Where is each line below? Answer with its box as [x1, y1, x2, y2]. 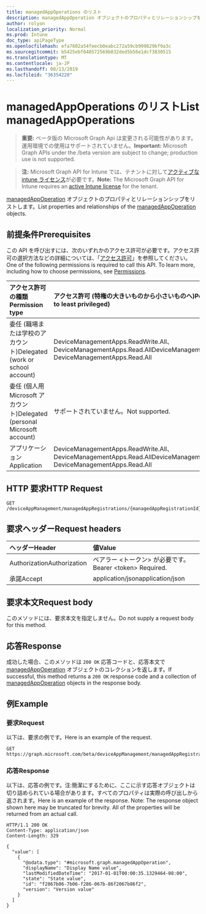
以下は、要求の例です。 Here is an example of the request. [6, 733, 152, 741]
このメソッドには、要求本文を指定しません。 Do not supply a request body [6, 614, 194, 622]
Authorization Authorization [9, 558, 87, 567]
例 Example [6, 698, 48, 709]
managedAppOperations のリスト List [6, 100, 200, 114]
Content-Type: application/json [6, 828, 89, 834]
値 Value [93, 543, 116, 552]
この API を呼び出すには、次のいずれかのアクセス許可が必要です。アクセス [6, 246, 194, 254]
